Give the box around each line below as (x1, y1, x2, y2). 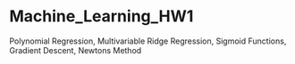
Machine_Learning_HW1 (9, 6, 194, 27)
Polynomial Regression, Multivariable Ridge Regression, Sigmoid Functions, (9, 36, 287, 46)
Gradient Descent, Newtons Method (9, 44, 142, 55)
